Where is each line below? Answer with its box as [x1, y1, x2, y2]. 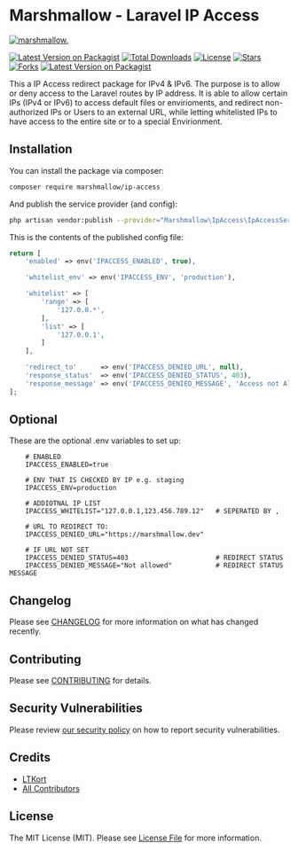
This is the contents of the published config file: [9, 231, 184, 242]
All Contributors [21, 783, 80, 793]
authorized [9, 106, 49, 117]
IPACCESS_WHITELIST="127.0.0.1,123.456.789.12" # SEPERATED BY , [25, 507, 279, 516]
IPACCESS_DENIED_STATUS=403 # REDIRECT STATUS [25, 553, 284, 563]
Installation [9, 142, 73, 157]
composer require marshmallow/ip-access [9, 183, 161, 191]
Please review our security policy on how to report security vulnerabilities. [9, 724, 280, 735]
